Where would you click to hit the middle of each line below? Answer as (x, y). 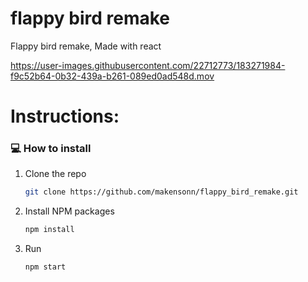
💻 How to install (51, 149)
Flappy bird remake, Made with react (86, 46)
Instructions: (65, 116)
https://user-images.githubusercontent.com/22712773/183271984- (148, 65)
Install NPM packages (69, 211)
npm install (49, 230)
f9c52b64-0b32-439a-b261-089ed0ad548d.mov (112, 76)
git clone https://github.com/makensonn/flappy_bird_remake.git (161, 192)
